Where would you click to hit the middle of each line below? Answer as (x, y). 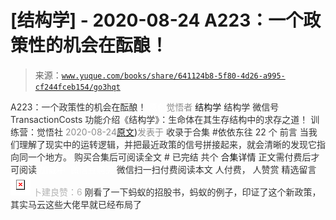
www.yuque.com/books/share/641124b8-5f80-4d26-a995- (173, 76)
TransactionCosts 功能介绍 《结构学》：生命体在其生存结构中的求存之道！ (159, 119)
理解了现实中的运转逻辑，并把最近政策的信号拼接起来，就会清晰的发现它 (167, 144)
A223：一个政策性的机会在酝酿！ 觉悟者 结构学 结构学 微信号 (145, 107)
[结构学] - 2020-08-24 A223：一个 (157, 20)
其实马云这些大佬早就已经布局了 (76, 204)
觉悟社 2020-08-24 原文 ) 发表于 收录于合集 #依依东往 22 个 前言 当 (172, 132)
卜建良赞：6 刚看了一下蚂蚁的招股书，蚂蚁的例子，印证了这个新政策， (177, 192)
